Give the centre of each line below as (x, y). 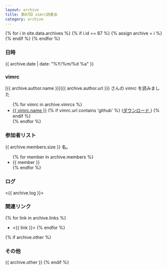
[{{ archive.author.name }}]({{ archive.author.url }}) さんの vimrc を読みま (80, 88)
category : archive (24, 19)
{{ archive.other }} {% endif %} (37, 262)
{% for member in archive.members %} (53, 157)
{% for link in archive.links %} (36, 217)
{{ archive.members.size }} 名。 (38, 147)
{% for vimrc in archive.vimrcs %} (47, 104)
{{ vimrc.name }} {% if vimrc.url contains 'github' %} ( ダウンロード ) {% (86, 110)
